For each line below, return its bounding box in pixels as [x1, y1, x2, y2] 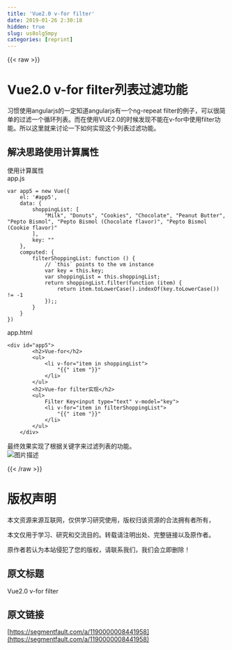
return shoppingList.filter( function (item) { [44, 279, 183, 287]
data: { [20, 200, 42, 207]
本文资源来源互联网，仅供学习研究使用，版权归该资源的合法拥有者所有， [7, 515, 215, 524]
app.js [7, 174, 25, 182]
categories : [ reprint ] [7, 36, 73, 43]
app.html [7, 328, 33, 336]
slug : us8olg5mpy [7, 29, 58, 37]
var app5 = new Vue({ [7, 187, 70, 194]
